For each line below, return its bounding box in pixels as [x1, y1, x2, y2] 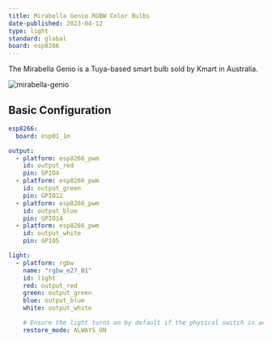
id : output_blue [23, 207, 79, 215]
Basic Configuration [8, 103, 112, 117]
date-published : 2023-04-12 [8, 19, 104, 27]
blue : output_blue [23, 297, 85, 305]
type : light [8, 27, 49, 35]
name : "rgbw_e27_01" [23, 266, 92, 275]
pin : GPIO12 [23, 192, 63, 200]
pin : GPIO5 [23, 237, 60, 245]
